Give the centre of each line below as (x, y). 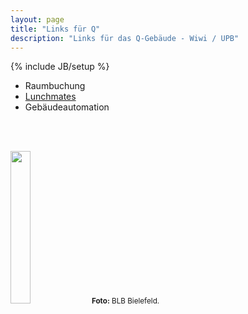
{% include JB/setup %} (60, 67)
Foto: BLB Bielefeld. (125, 301)
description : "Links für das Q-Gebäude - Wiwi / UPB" (125, 38)
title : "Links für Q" (55, 29)
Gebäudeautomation (67, 107)
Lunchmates (50, 97)
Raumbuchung (55, 86)
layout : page (37, 19)
